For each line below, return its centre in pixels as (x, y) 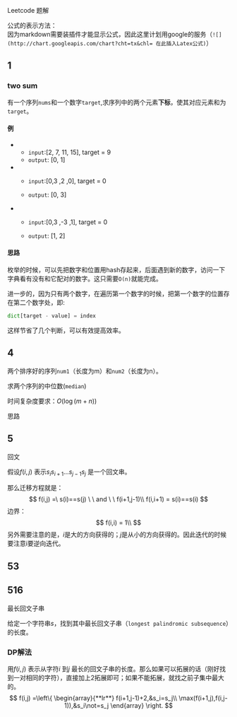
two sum (23, 86)
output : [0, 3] (47, 194)
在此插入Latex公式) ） (184, 43)
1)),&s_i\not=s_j (87, 705)
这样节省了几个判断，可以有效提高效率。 (66, 330)
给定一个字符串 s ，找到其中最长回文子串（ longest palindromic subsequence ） (118, 623)
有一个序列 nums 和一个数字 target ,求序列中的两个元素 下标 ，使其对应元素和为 (117, 102)
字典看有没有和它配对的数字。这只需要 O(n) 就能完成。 (85, 279)
